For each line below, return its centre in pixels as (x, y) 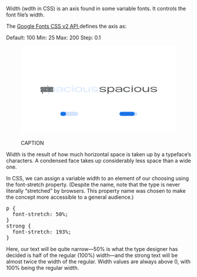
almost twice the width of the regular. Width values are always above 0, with (98, 262)
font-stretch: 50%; (40, 214)
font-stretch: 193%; (42, 232)
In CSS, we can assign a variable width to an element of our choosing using (98, 179)
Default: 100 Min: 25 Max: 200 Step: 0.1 (54, 37)
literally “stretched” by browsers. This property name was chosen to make (96, 191)
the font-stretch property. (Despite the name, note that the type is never (93, 184)
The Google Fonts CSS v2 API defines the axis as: (66, 26)
